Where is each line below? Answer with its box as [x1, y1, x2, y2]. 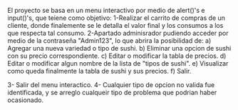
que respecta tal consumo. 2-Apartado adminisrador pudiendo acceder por [7, 29, 229, 37]
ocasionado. [7, 96, 44, 104]
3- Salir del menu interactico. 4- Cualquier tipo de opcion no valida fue [7, 81, 215, 89]
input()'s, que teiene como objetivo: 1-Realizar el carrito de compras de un [7, 14, 226, 22]
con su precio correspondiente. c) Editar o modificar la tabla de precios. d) [7, 51, 227, 60]
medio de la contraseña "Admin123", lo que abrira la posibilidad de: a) [7, 36, 212, 45]
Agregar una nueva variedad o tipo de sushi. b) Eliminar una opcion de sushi [7, 44, 232, 52]
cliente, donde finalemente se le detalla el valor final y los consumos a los [7, 21, 224, 29]
